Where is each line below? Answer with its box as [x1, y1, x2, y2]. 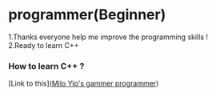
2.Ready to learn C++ [8, 40, 79, 50]
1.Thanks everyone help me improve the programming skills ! [8, 32, 208, 42]
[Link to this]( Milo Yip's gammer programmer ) [8, 78, 159, 89]
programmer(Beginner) [8, 6, 166, 24]
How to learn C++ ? [8, 60, 85, 71]
